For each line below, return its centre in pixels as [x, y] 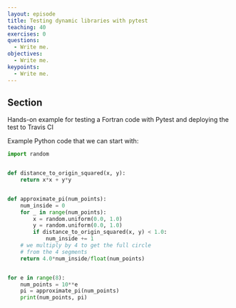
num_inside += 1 [70, 239]
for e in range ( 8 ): [36, 278]
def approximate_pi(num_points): [57, 199]
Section [25, 102]
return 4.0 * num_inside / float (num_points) [82, 258]
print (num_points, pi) [54, 298]
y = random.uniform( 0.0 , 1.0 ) [78, 225]
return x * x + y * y [46, 180]
